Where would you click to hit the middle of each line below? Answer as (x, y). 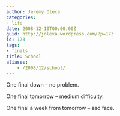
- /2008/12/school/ (41, 68)
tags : (13, 46)
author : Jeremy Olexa (33, 12)
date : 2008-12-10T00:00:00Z (41, 29)
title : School (24, 56)
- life (14, 23)
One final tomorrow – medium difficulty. (55, 96)
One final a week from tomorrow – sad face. (61, 108)
